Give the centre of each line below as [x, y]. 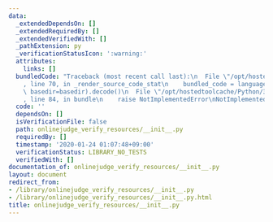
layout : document [38, 175]
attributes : [36, 62]
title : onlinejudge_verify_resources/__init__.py [94, 205]
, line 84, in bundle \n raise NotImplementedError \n [120, 99]
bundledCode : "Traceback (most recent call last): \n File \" [123, 76]
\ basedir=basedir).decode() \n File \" [92, 91]
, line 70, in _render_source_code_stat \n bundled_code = [128, 84]
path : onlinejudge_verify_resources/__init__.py [100, 129]
